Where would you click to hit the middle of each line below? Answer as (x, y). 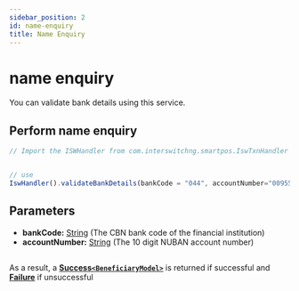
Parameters (42, 211)
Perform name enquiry (73, 130)
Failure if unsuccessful (51, 277)
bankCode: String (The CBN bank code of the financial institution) (143, 232)
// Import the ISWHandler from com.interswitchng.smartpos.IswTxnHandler (149, 151)
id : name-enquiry (41, 26)
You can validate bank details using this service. (97, 102)
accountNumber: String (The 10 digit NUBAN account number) (138, 242)
